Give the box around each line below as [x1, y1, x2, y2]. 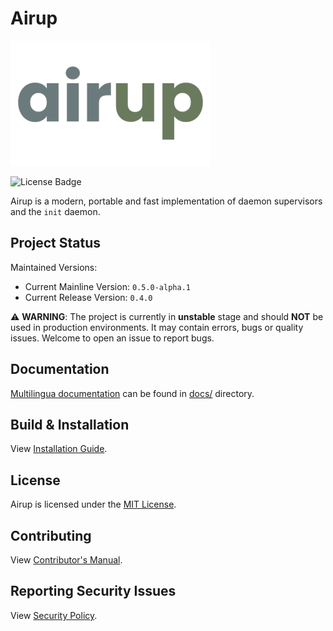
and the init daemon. [10, 205, 101, 217]
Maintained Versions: [10, 261, 98, 273]
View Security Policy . [10, 609, 98, 621]
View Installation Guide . [10, 443, 108, 455]
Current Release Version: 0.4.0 [24, 291, 153, 303]
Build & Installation [10, 416, 130, 433]
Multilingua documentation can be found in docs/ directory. [10, 387, 255, 399]
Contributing [10, 527, 92, 544]
